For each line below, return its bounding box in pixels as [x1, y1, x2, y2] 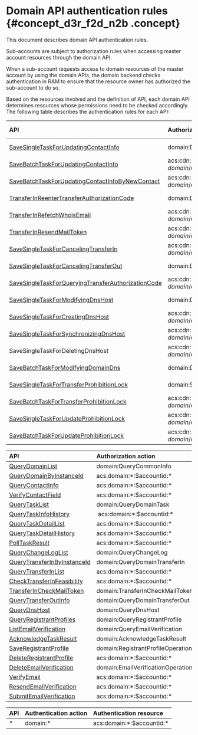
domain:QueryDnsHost [96, 606, 160, 614]
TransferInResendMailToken [9, 228, 87, 236]
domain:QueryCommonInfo [96, 462, 172, 470]
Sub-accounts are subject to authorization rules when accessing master [6, 47, 181, 54]
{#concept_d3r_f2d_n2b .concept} [6, 17, 181, 30]
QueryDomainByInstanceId [9, 471, 84, 480]
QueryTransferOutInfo [9, 596, 70, 604]
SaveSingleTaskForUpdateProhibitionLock [9, 414, 126, 422]
